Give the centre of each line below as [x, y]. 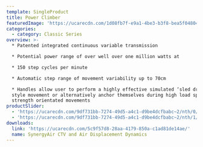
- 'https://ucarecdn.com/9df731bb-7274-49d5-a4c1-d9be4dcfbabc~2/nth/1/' [106, 117]
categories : [21, 29]
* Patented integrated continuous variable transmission [85, 46]
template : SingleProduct [37, 12]
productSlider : [25, 106]
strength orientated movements [51, 100]
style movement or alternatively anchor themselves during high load [101, 95]
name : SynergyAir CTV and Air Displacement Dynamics [79, 134]
